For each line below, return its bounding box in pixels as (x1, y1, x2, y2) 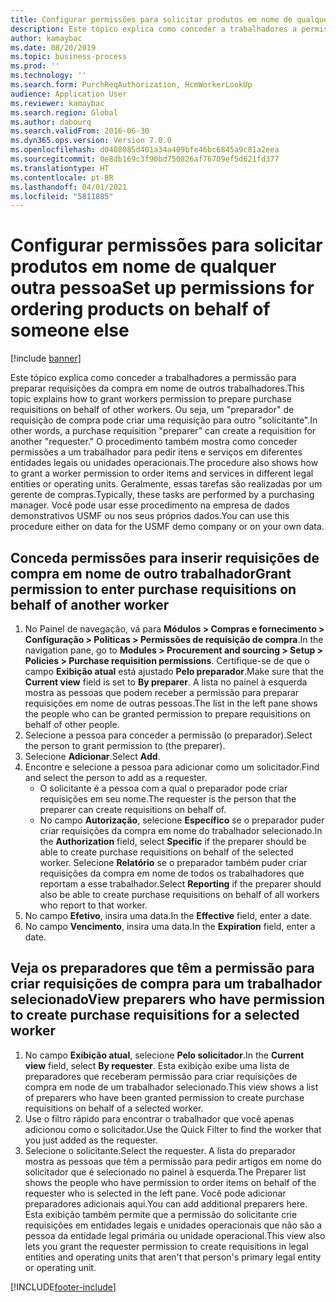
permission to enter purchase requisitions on (10, 581, 297, 598)
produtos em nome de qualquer (10, 256, 277, 278)
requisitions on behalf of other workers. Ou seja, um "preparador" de (10, 404, 295, 416)
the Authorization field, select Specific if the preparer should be (39, 836, 307, 847)
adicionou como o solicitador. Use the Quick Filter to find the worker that (24, 1123, 322, 1135)
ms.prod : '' (10, 61, 60, 71)
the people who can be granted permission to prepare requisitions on (24, 708, 311, 720)
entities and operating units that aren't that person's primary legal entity (24, 1251, 322, 1263)
